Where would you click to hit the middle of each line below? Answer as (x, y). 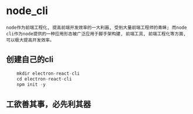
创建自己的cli (30, 60)
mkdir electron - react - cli (48, 73)
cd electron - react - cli (44, 79)
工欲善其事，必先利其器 (48, 104)
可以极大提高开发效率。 (30, 40)
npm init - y (31, 84)
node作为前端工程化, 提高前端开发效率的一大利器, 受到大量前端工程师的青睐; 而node (97, 28)
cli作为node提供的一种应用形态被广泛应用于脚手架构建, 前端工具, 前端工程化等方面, (96, 33)
